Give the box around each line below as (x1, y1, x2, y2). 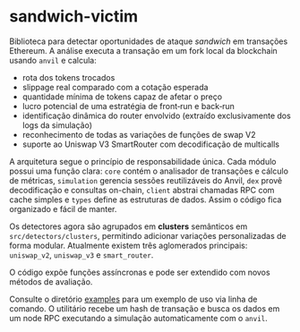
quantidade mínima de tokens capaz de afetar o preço (21, 91, 222, 102)
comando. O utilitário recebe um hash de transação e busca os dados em (9, 302, 280, 314)
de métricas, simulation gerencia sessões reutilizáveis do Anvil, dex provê (9, 175, 283, 185)
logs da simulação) (21, 119, 92, 131)
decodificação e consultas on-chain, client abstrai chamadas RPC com (9, 184, 275, 195)
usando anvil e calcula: (9, 55, 97, 65)
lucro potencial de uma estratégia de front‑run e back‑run (21, 100, 236, 111)
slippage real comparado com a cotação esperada (21, 81, 209, 92)
